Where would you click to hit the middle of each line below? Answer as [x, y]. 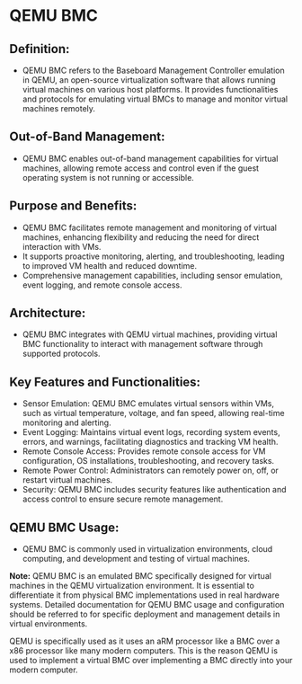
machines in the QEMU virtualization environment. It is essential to [132, 586]
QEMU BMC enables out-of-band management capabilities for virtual [150, 158]
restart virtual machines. [67, 480]
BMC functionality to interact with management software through [142, 344]
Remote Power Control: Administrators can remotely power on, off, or [150, 471]
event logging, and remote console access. [102, 285]
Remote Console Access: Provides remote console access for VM [144, 451]
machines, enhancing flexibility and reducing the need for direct [141, 237]
